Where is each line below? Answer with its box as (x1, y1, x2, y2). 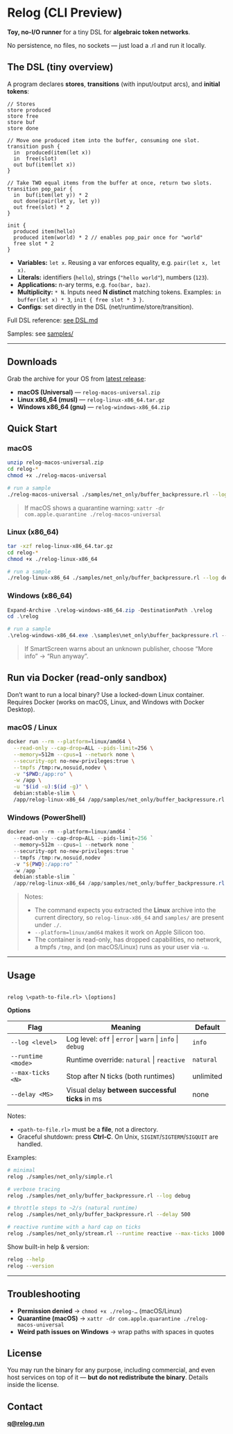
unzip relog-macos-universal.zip (7, 459, 104, 466)
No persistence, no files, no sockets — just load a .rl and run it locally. (7, 41, 207, 49)
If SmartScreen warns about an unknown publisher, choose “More (24, 645, 214, 653)
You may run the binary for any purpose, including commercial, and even (7, 1366, 216, 1374)
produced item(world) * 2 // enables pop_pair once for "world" (13, 234, 203, 241)
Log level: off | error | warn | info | (66, 1034, 179, 1044)
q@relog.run (7, 1419, 45, 1428)
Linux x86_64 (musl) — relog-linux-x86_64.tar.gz (17, 395, 165, 404)
